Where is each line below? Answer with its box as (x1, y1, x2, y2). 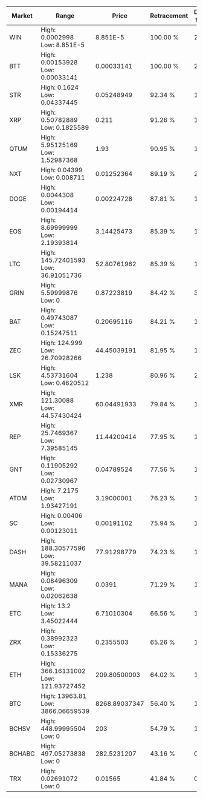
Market (11, 12, 33, 20)
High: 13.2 (40, 602, 71, 610)
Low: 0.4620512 (40, 379, 89, 387)
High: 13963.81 (40, 692, 86, 700)
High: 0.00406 (40, 512, 83, 520)
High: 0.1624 (40, 83, 79, 92)
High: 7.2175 (40, 486, 79, 495)
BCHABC (9, 749, 35, 757)
